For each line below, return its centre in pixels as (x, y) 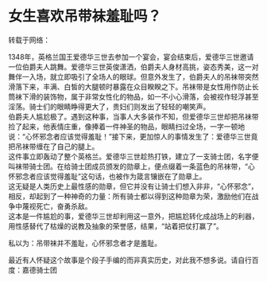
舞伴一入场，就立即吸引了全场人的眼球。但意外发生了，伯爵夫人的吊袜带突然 (133, 76)
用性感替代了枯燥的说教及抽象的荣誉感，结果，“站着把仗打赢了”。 (116, 226)
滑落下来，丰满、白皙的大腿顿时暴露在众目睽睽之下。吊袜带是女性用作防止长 (133, 86)
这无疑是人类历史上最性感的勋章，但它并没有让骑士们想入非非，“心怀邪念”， (133, 186)
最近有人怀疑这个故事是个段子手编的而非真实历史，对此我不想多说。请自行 (130, 260)
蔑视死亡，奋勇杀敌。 (57, 206)
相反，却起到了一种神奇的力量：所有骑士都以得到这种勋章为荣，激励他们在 (130, 196)
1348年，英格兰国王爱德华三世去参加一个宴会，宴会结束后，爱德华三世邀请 (131, 57)
